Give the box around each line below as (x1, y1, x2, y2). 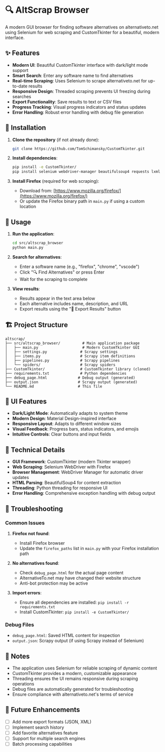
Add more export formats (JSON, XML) (12, 718, 92, 724)
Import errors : (12, 590, 42, 595)
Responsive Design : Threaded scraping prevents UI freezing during (12, 88, 151, 94)
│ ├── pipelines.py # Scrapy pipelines (5, 358, 120, 363)
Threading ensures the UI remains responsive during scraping (12, 675, 138, 681)
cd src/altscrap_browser (12, 240, 64, 245)
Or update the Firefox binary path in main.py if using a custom (19, 198, 145, 204)
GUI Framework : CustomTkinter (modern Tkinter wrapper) (12, 459, 131, 465)
